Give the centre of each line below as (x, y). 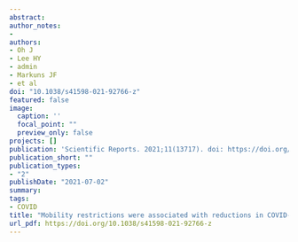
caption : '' (39, 116)
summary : (25, 191)
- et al (24, 83)
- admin (24, 67)
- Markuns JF (33, 75)
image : (21, 108)
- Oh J (21, 51)
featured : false (39, 100)
